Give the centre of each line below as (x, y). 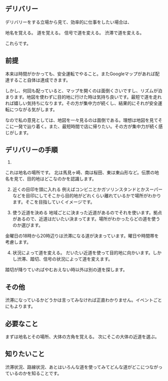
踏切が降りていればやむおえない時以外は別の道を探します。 (66, 270)
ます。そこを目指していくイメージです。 (53, 202)
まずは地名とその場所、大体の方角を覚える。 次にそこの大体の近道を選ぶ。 (82, 337)
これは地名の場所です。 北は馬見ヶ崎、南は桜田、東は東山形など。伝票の (80, 172)
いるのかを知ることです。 (35, 373)
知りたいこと (25, 354)
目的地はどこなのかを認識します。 (61, 179)
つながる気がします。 (35, 109)
